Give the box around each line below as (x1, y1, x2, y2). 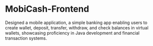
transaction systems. (5, 35, 47, 41)
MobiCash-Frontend (5, 3, 89, 15)
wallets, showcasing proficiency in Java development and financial (5, 30, 140, 36)
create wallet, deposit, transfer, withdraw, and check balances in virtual (5, 24, 149, 30)
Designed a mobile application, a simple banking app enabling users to (5, 20, 148, 25)
